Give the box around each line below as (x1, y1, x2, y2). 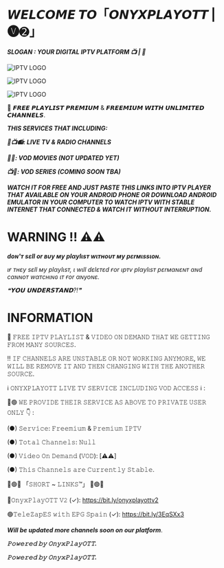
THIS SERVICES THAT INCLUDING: (7, 124, 108, 132)
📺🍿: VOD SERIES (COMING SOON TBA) (7, 167, 122, 176)
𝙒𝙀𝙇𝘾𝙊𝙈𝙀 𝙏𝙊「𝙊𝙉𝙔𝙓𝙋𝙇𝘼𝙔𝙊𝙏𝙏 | (7, 7, 216, 23)
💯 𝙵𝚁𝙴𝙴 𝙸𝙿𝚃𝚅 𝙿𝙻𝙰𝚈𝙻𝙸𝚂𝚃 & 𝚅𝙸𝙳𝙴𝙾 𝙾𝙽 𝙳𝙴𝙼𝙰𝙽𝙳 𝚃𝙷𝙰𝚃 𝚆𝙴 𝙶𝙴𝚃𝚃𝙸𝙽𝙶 (7, 332, 211, 341)
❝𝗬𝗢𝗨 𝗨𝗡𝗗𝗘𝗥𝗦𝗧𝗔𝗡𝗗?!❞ (7, 286, 82, 294)
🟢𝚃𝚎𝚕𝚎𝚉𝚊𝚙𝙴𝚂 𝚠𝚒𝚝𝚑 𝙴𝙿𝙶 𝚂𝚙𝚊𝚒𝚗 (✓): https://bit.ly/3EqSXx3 (7, 510, 184, 518)
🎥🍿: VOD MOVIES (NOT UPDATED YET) (7, 153, 120, 162)
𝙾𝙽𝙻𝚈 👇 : (7, 408, 34, 416)
